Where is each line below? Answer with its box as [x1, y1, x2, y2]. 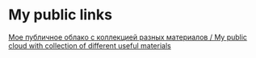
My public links [8, 6, 113, 24]
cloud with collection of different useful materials [8, 40, 171, 50]
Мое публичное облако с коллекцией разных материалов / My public [8, 32, 248, 42]
